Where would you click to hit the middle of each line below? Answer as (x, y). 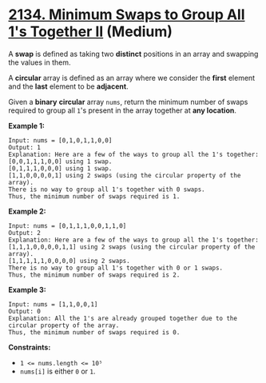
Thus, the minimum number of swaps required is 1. (94, 196)
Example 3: (27, 289)
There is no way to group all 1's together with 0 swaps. (107, 190)
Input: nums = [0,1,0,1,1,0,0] (60, 140)
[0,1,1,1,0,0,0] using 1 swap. (60, 168)
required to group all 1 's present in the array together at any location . (123, 110)
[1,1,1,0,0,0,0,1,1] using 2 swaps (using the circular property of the (132, 247)
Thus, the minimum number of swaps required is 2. (94, 275)
